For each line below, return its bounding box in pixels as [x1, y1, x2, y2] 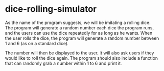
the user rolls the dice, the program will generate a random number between [5, 35, 159, 41]
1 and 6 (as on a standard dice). [5, 40, 69, 46]
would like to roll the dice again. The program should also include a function [5, 55, 158, 61]
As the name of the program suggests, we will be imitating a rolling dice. [5, 20, 151, 25]
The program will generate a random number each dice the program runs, [5, 24, 154, 30]
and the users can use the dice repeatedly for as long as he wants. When [5, 30, 153, 36]
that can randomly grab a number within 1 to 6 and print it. [5, 60, 122, 66]
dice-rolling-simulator [5, 3, 97, 15]
